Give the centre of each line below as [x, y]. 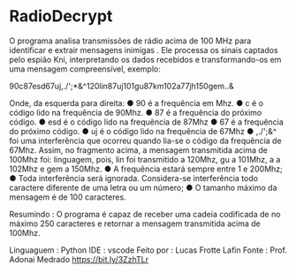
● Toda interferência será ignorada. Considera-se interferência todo [134, 178]
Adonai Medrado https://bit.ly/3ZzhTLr [79, 259]
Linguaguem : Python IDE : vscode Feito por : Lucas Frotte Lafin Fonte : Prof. [148, 250]
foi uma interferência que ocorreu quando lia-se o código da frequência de [145, 140]
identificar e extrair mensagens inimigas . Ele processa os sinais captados [144, 49]
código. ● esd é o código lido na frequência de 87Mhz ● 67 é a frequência [147, 122]
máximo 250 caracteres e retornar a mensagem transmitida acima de [135, 224]
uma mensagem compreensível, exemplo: [85, 69]
